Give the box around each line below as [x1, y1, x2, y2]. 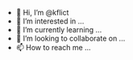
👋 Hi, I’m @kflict [15, 8, 69, 17]
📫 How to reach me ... [15, 43, 91, 52]
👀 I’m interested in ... [15, 16, 85, 26]
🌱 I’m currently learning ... [15, 25, 102, 34]
